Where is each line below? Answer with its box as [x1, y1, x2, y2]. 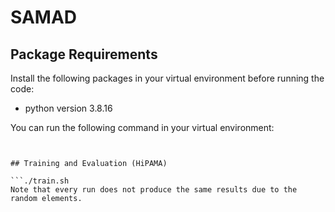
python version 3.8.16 [24, 102, 113, 114]
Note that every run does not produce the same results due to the [10, 185, 298, 195]
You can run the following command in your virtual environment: [10, 122, 275, 133]
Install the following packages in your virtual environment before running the [10, 72, 325, 84]
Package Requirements [10, 46, 158, 63]
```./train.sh [10, 176, 70, 186]
